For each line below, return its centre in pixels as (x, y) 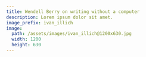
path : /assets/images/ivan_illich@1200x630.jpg (72, 34)
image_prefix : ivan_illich (40, 23)
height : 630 (27, 45)
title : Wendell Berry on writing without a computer (73, 12)
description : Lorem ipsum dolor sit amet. (60, 17)
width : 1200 (27, 39)
